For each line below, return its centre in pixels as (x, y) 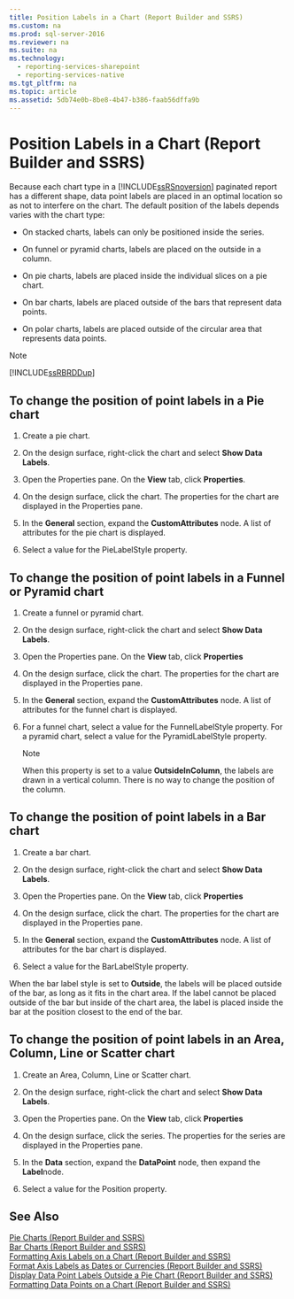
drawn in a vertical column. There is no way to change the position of (148, 779)
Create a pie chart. (56, 436)
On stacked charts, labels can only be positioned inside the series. (143, 232)
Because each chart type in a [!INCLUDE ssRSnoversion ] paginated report (143, 187)
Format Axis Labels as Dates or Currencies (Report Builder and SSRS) (136, 1266)
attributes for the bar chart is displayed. (94, 949)
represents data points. (64, 338)
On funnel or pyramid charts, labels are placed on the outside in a (141, 250)
